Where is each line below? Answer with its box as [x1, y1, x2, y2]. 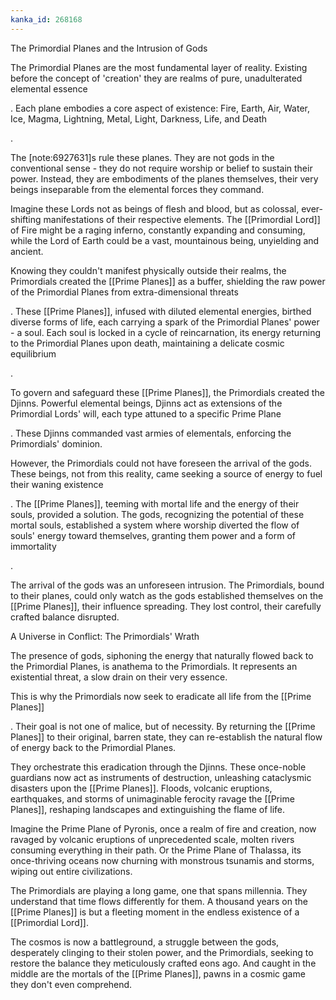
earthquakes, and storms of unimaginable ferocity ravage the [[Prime [10, 792, 295, 805]
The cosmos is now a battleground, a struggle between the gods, [10, 936, 280, 948]
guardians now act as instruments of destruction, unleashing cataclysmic [10, 771, 312, 783]
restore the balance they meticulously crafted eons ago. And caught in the [10, 957, 317, 969]
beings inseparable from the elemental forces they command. [10, 183, 265, 195]
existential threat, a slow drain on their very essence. [10, 671, 228, 683]
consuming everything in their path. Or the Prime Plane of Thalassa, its [10, 844, 302, 856]
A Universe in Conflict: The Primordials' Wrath [10, 630, 200, 642]
